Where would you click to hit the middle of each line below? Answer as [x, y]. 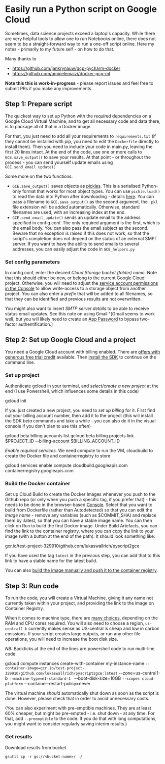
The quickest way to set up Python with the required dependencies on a [78, 116]
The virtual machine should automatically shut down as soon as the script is [82, 693]
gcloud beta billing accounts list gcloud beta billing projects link [69, 436]
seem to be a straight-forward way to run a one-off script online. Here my [80, 44]
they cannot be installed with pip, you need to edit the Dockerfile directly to [82, 141]
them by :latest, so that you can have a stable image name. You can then [79, 520]
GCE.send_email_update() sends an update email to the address [76, 217]
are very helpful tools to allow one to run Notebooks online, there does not [81, 39]
